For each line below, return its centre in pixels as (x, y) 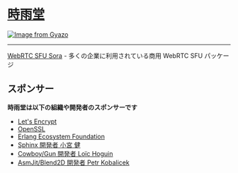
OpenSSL (32, 129)
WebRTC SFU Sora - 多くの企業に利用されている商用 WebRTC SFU (105, 55)
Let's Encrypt (37, 121)
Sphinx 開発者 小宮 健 (49, 145)
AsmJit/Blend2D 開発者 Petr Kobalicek (73, 162)
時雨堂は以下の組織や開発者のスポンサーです (73, 107)
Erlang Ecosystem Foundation (61, 136)
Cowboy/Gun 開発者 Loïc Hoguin (65, 153)
